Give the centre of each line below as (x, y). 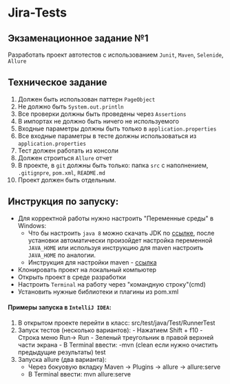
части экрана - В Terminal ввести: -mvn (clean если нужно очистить (118, 345)
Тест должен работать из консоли (68, 151)
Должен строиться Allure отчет (65, 157)
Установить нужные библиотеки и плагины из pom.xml (98, 291)
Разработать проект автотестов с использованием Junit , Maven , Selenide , (116, 55)
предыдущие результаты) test (62, 352)
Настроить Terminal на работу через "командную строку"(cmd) (112, 284)
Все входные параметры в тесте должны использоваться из (107, 135)
